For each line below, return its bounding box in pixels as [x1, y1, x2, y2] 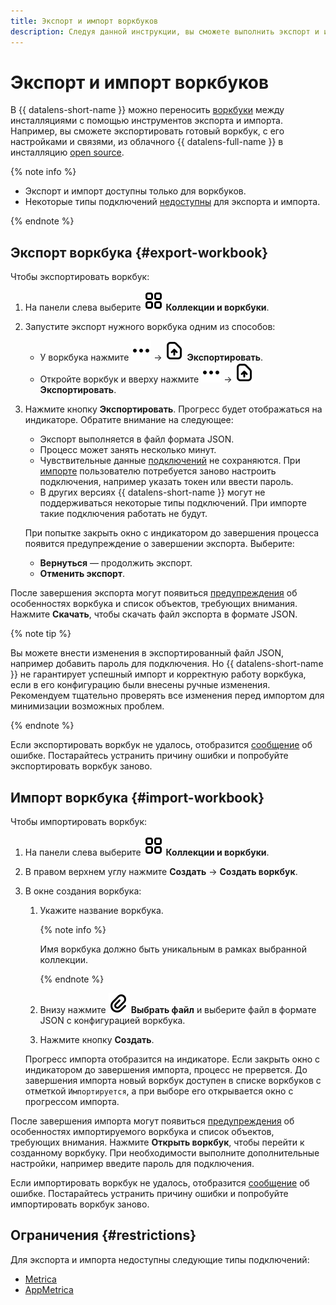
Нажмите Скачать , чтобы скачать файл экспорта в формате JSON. [10, 608, 298, 620]
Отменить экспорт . [39, 568, 126, 580]
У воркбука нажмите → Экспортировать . [39, 351, 263, 364]
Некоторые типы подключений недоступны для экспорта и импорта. [24, 196, 321, 208]
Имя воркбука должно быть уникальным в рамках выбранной [39, 943, 307, 955]
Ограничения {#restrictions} [10, 1227, 197, 1244]
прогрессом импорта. [24, 1096, 120, 1108]
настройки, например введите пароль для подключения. [10, 1158, 255, 1170]
